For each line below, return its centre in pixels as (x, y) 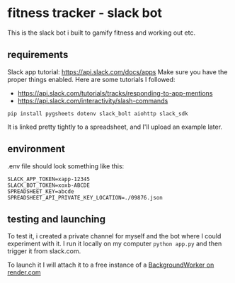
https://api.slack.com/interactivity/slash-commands (93, 100)
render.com (24, 272)
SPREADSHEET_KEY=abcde (41, 191)
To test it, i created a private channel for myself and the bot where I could (114, 236)
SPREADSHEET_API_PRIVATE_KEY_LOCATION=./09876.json (85, 197)
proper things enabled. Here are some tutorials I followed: (91, 79)
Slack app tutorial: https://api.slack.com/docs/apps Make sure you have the (117, 71)
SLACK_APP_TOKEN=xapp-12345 (49, 179)
